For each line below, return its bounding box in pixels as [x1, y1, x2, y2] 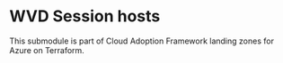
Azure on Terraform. [9, 44, 85, 55]
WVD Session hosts [9, 6, 161, 27]
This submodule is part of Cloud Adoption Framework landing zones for [9, 35, 274, 46]
